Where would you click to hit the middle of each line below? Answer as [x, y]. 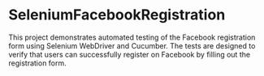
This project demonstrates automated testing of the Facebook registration [132, 37]
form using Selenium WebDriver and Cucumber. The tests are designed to [132, 45]
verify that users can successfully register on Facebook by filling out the [129, 54]
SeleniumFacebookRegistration [117, 15]
